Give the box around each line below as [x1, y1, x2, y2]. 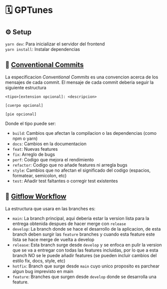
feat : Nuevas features [12, 146, 58, 152]
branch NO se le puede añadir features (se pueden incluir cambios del [12, 252, 157, 258]
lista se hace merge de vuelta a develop [12, 236, 95, 243]
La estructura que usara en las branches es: [5, 206, 96, 212]
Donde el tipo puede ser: [5, 120, 56, 126]
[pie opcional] [5, 111, 37, 117]
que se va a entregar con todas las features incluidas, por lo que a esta [12, 247, 159, 253]
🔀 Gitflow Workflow [5, 192, 66, 201]
